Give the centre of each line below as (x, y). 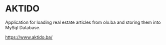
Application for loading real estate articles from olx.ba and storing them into (83, 22)
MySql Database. (23, 27)
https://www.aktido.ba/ (29, 37)
